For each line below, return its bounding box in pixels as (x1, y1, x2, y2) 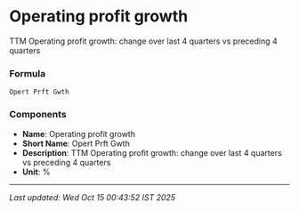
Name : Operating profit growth (21, 128, 136, 139)
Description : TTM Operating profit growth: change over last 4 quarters (21, 147, 282, 158)
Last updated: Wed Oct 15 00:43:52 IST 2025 (9, 191, 176, 202)
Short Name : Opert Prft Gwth (21, 138, 131, 149)
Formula (9, 67, 46, 79)
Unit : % (21, 166, 51, 177)
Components (9, 109, 67, 121)
